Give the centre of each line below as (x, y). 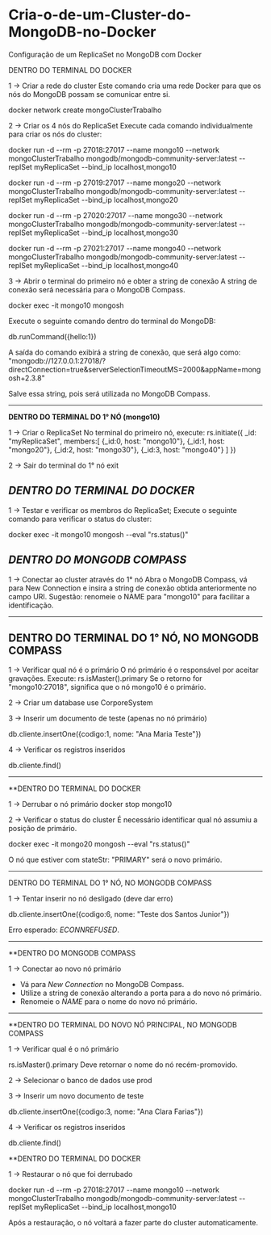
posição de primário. (43, 829)
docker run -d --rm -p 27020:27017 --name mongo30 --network (116, 215)
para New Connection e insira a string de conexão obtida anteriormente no (133, 588)
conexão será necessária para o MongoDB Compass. (97, 289)
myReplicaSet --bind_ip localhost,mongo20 (106, 200)
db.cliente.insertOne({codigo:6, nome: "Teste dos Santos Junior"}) (119, 914)
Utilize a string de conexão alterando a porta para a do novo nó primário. (141, 993)
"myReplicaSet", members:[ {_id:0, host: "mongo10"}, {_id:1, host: (117, 441)
